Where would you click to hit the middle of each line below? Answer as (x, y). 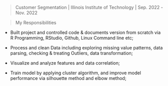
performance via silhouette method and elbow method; (68, 78)
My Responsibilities (36, 23)
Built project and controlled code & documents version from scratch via (85, 32)
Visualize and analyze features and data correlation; (65, 63)
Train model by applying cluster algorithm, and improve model (76, 73)
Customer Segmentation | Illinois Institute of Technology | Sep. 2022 (87, 7)
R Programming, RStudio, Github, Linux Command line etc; (72, 38)
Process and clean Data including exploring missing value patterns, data (86, 48)
